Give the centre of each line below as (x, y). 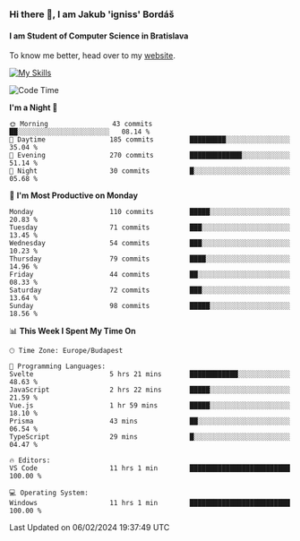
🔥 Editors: (30, 460)
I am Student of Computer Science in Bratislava (99, 36)
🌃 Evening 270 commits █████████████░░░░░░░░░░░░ (150, 156)
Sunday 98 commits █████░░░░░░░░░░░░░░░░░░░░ (150, 306)
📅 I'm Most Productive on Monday (74, 195)
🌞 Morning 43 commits (81, 125)
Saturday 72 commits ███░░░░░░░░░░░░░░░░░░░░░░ (150, 290)
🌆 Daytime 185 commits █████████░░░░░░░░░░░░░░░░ (150, 140)
